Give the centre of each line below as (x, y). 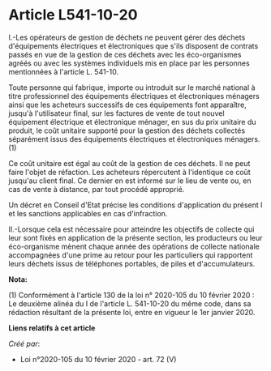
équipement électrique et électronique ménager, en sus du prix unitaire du (133, 122)
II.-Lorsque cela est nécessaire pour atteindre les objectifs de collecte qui (131, 229)
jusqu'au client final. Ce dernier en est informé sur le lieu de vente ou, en (130, 181)
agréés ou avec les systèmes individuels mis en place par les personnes (129, 63)
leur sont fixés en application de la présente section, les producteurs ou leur (135, 237)
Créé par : (24, 343)
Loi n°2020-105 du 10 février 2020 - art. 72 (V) (98, 359)
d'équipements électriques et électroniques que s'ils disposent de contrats (133, 45)
